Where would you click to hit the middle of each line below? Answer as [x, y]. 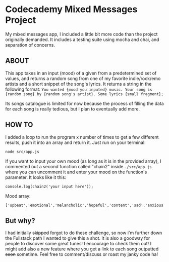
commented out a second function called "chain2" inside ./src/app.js [79, 166]
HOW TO [19, 125]
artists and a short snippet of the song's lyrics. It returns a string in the [78, 84]
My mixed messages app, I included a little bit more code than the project [81, 34]
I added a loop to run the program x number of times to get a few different [82, 137]
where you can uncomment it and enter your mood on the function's [76, 172]
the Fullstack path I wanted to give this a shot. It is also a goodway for [78, 238]
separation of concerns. [30, 45]
